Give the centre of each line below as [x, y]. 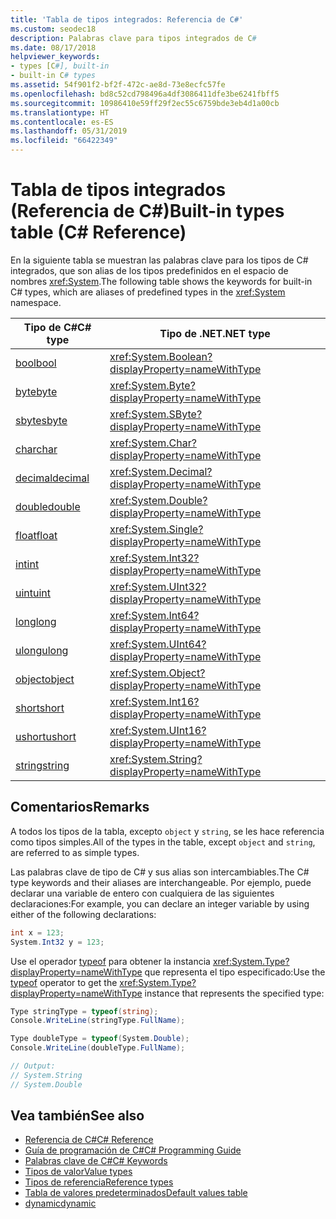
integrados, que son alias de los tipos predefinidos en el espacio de [149, 270]
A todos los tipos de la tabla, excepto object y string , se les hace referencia [167, 831]
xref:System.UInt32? [158, 586]
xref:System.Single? [156, 529]
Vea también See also [77, 1116]
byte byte [36, 391]
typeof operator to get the [64, 982]
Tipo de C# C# [57, 327]
